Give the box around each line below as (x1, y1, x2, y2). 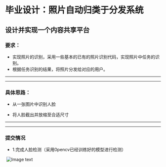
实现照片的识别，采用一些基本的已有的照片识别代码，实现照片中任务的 (12, 54, 156, 60)
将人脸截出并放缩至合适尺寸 (12, 112, 69, 118)
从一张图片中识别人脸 (12, 101, 56, 107)
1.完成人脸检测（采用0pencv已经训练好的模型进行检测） (12, 147, 126, 153)
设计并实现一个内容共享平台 (5, 26, 90, 34)
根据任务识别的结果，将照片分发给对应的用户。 (12, 66, 108, 72)
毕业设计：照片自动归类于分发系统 (5, 4, 144, 16)
